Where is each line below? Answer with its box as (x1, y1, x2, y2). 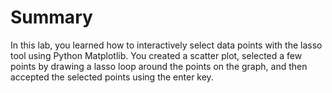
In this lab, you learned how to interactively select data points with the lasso (10, 39, 323, 51)
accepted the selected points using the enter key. (10, 71, 214, 83)
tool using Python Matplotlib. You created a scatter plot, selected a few (10, 49, 303, 61)
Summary (10, 6, 93, 29)
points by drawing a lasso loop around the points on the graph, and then (10, 60, 308, 72)
